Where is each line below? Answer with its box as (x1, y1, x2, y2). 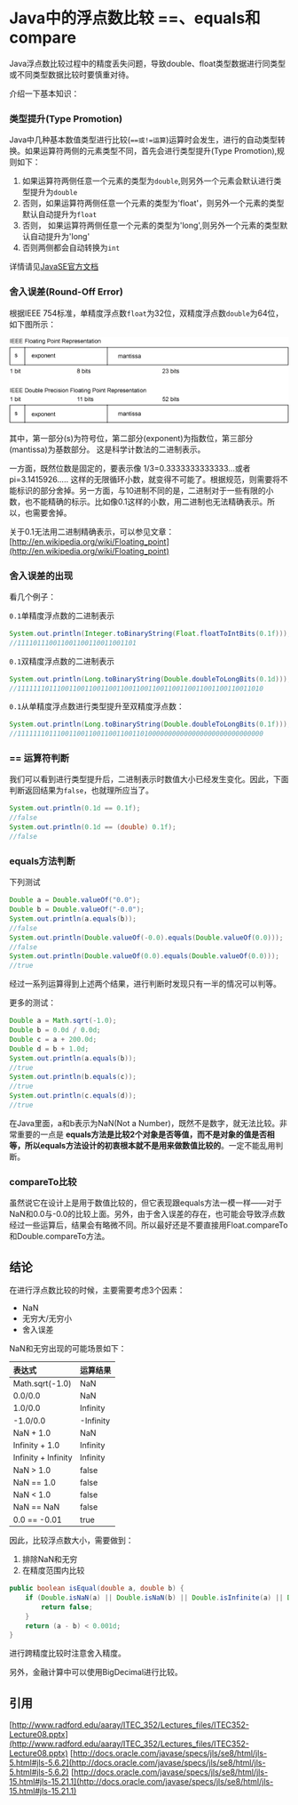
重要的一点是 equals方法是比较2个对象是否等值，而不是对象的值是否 (16, 1129, 268, 1140)
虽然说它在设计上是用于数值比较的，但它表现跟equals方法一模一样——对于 (9, 1197, 282, 1208)
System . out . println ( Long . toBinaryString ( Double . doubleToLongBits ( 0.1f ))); (9, 720, 292, 729)
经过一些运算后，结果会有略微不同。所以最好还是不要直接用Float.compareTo (9, 1220, 288, 1230)
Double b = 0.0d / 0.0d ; (9, 1026, 101, 1035)
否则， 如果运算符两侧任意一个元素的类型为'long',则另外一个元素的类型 (21, 220, 280, 231)
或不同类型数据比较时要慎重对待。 (9, 68, 134, 80)
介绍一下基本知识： (9, 88, 80, 99)
